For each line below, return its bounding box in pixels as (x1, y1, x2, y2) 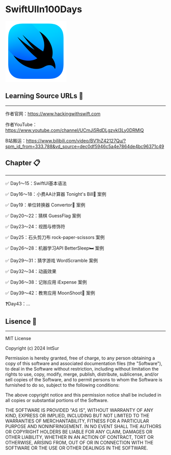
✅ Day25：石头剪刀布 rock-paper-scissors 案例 (5, 234, 105, 240)
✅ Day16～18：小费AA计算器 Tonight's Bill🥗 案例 (5, 191, 107, 197)
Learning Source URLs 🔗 (5, 92, 83, 100)
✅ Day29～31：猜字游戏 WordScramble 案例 (5, 257, 98, 263)
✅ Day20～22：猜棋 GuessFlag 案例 (5, 213, 81, 219)
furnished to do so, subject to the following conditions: (5, 382, 120, 388)
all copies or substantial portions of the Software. (5, 398, 108, 404)
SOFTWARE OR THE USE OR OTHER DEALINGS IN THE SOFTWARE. (5, 445, 148, 451)
